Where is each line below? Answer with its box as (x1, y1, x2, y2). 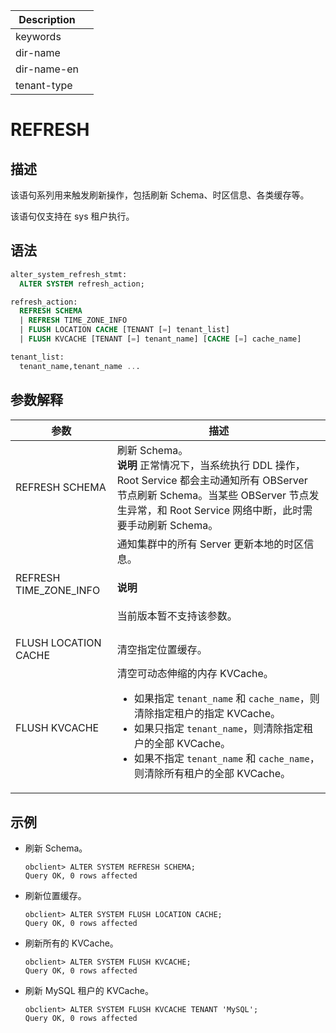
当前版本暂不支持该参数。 (116, 609, 238, 623)
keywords (15, 30, 62, 43)
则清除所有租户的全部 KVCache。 (133, 767, 292, 781)
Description (18, 13, 76, 26)
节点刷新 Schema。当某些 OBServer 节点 (116, 488, 310, 502)
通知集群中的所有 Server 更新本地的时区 (116, 537, 305, 551)
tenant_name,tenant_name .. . (19, 361, 141, 371)
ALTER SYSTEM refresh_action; (19, 279, 145, 289)
